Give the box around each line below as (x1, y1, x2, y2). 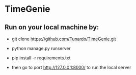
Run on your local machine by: (4, 23, 99, 31)
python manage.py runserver (11, 46, 71, 51)
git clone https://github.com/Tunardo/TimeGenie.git (11, 36, 116, 42)
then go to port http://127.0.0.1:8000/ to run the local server (11, 65, 131, 70)
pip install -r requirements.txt (11, 55, 71, 61)
